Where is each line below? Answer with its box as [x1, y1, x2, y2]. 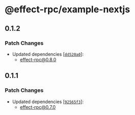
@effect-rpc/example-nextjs [5, 4, 130, 15]
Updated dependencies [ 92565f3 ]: [12, 99, 84, 105]
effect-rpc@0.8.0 [19, 56, 57, 63]
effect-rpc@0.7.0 [19, 104, 56, 110]
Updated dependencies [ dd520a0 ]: [12, 51, 84, 57]
